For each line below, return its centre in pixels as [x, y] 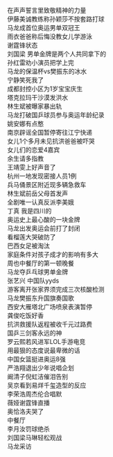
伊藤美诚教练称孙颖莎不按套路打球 [56, 19]
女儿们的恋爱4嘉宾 [34, 150]
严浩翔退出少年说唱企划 [41, 368]
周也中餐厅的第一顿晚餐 [41, 263]
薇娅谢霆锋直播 [28, 403]
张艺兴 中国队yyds [33, 280]
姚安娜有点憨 [25, 123]
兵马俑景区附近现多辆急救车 [47, 185]
